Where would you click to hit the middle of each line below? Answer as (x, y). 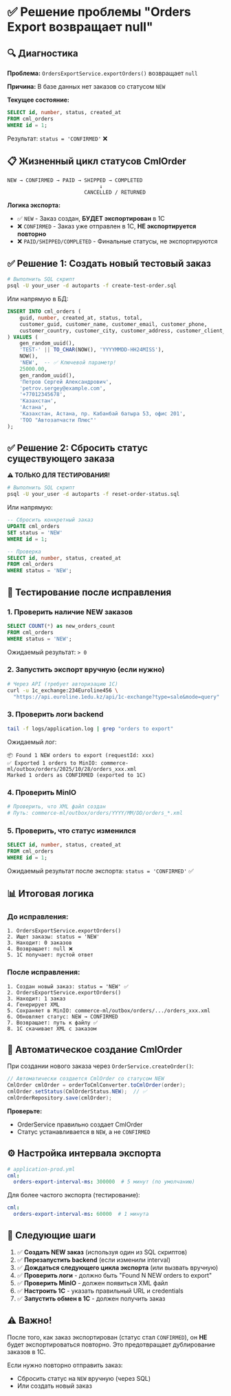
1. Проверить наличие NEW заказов (70, 611)
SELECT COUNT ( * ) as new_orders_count (61, 626)
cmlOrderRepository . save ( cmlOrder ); (59, 1098)
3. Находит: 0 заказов (40, 943)
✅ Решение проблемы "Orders (99, 12)
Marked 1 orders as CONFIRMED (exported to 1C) (77, 775)
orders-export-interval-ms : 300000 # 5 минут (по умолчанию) (104, 1182)
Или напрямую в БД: (38, 299)
